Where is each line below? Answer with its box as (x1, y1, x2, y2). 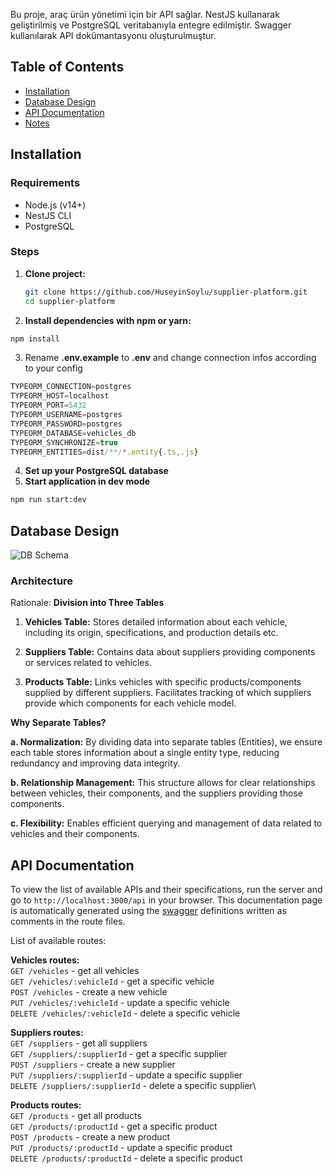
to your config (24, 362, 83, 374)
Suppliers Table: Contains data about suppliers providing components (24, 646, 316, 658)
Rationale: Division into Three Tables (10, 597, 165, 609)
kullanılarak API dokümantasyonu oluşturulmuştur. (10, 30, 217, 41)
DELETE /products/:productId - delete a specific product (10, 1152, 243, 1164)
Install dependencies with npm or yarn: (24, 314, 192, 326)
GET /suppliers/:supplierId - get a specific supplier (10, 1048, 228, 1060)
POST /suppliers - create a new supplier (10, 1059, 176, 1071)
